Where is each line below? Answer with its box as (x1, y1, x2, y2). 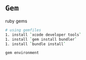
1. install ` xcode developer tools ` (5, 32, 81, 37)
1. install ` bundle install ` (5, 41, 66, 47)
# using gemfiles (5, 27, 41, 33)
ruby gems (5, 18, 27, 24)
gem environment (5, 51, 39, 56)
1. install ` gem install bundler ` (5, 37, 77, 42)
